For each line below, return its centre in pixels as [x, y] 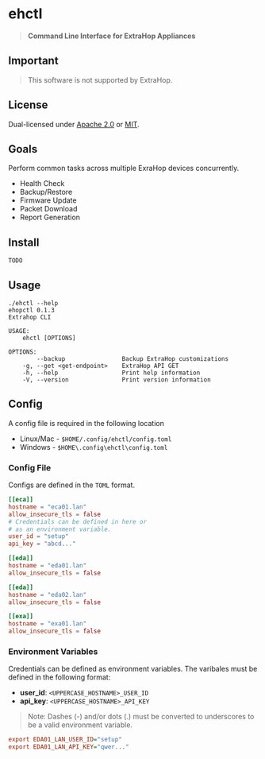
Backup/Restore [46, 192]
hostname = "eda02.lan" [48, 594]
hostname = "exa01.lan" [48, 624]
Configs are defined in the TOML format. [72, 485]
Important [33, 61]
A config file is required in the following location [86, 423]
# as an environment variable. [60, 529]
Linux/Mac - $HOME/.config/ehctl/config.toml [96, 439]
